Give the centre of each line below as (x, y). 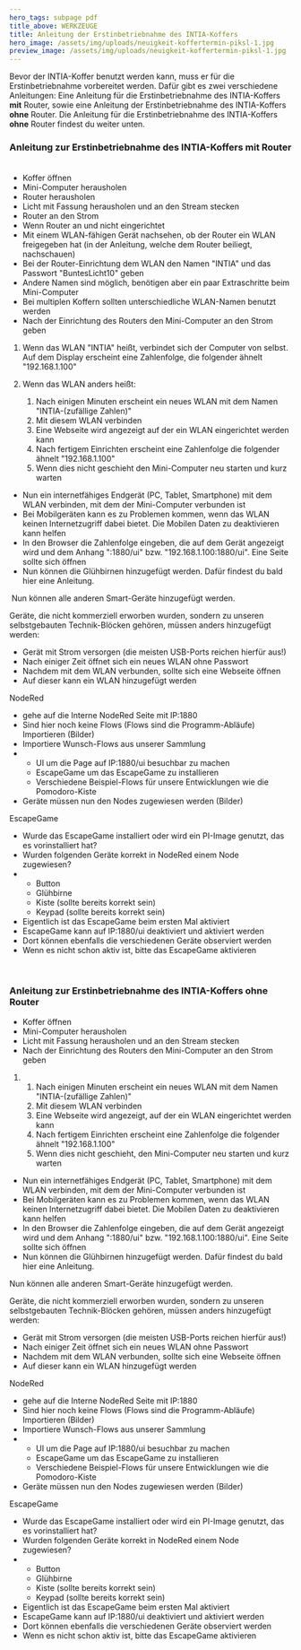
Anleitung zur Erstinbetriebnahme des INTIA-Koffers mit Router (150, 147)
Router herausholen (59, 197)
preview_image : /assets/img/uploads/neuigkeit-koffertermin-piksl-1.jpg (148, 51)
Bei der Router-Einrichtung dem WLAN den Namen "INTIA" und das (146, 264)
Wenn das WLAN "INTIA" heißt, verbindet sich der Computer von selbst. (155, 348)
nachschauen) (49, 254)
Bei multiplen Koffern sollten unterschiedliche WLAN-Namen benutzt (149, 302)
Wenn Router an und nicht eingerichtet (94, 226)
